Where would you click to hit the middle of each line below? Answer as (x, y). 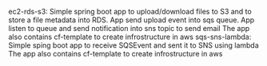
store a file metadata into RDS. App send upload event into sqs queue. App (132, 20)
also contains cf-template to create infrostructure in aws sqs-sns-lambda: (130, 37)
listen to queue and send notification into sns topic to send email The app (129, 28)
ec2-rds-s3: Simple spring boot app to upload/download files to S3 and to (130, 12)
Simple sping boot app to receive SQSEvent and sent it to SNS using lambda (134, 45)
